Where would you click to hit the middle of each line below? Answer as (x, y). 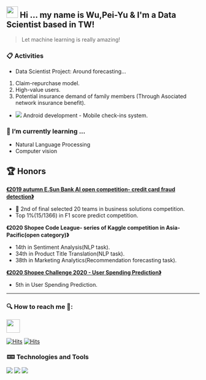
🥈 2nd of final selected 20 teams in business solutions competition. (100, 209)
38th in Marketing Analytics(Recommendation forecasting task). (96, 260)
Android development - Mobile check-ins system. (86, 116)
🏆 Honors (26, 171)
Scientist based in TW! (51, 25)
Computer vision (36, 151)
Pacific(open (23, 235)
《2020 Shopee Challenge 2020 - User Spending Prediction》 (84, 273)
